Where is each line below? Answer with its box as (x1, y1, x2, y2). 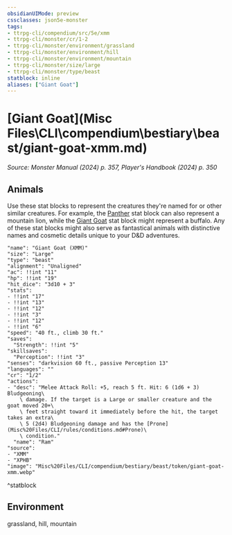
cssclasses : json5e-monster (7, 17, 89, 24)
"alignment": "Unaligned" (7, 263, 82, 270)
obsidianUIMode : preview (7, 10, 79, 17)
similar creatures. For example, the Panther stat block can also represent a (7, 209, 220, 217)
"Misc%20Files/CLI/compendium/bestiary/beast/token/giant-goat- (35, 463, 225, 470)
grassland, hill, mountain (7, 519, 78, 527)
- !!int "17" (7, 293, 45, 300)
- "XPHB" (7, 457, 33, 464)
